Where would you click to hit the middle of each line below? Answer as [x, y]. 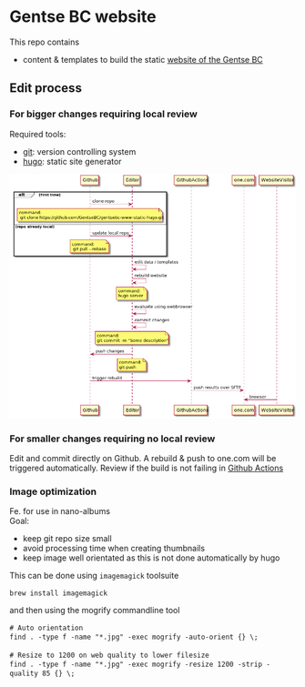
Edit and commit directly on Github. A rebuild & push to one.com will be [143, 459]
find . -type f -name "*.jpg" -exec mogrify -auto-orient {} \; [134, 637]
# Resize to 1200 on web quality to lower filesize [109, 656]
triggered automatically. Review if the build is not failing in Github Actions [147, 468]
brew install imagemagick [58, 593]
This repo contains [45, 42]
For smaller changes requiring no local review [112, 439]
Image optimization [53, 491]
